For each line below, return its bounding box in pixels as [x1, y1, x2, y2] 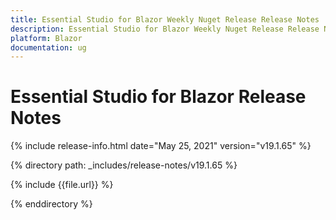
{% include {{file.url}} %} [10, 179, 114, 191]
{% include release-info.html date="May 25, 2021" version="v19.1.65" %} [10, 140, 312, 152]
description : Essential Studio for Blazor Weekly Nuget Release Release [10, 24, 320, 34]
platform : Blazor [10, 33, 83, 43]
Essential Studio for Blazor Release [10, 86, 307, 108]
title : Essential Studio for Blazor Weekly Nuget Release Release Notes [10, 14, 320, 25]
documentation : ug [10, 42, 87, 53]
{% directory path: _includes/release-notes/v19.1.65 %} [10, 159, 238, 171]
